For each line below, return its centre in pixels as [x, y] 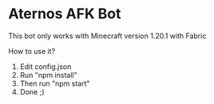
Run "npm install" [48, 75]
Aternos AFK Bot [65, 14]
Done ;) [32, 91]
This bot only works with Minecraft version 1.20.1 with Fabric [107, 36]
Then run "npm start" [55, 83]
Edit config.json [46, 66]
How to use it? [32, 51]
